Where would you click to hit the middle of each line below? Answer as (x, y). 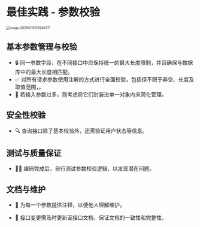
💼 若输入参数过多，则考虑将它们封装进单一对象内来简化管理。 (91, 94)
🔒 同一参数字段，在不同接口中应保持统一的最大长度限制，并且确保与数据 (104, 62)
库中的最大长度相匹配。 (44, 72)
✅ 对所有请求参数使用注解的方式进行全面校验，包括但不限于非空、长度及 (104, 79)
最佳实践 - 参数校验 (53, 12)
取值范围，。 (29, 87)
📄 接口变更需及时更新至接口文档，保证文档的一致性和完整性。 (91, 218)
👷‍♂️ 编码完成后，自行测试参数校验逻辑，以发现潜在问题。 (85, 169)
